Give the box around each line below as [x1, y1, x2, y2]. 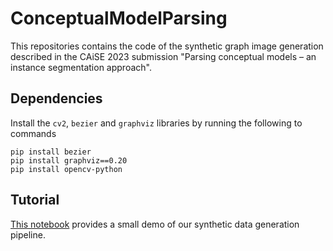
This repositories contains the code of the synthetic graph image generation [10, 40, 324, 52]
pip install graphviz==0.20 [10, 155, 128, 166]
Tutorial [10, 192, 60, 209]
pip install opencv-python [10, 164, 123, 174]
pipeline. [10, 228, 46, 241]
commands [10, 127, 57, 139]
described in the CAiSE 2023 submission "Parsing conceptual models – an [10, 50, 317, 62]
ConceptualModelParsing [10, 7, 228, 30]
